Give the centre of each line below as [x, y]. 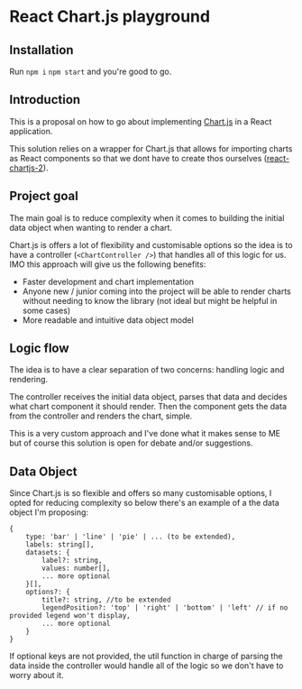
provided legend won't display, [70, 616]
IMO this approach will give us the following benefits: [108, 264]
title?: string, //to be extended [106, 600]
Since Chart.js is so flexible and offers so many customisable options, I [141, 493]
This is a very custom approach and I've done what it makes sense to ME [145, 434]
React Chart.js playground [110, 17]
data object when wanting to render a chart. [91, 227]
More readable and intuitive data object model [108, 320]
